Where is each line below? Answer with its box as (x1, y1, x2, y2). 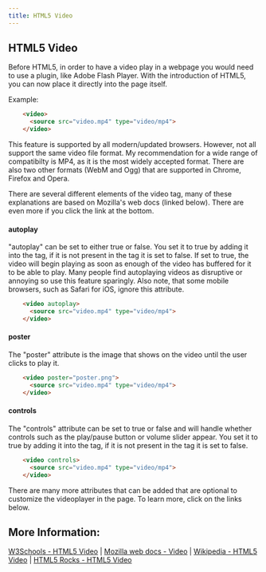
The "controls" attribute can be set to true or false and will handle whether (8, 423, 252, 433)
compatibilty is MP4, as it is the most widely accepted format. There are (8, 157, 244, 166)
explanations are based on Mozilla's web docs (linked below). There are (8, 197, 244, 208)
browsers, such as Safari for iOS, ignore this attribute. (8, 284, 185, 294)
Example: (8, 95, 39, 105)
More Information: (8, 525, 101, 539)
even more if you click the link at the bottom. (8, 206, 155, 216)
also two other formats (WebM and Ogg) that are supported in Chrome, (8, 165, 241, 175)
